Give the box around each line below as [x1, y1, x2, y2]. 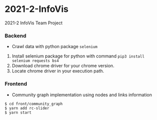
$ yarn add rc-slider [4, 106, 50, 111]
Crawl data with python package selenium [11, 44, 98, 50]
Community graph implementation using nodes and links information [11, 92, 152, 98]
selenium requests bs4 [11, 59, 59, 63]
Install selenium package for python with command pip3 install [11, 53, 145, 59]
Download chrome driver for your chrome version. [11, 63, 115, 69]
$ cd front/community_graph [4, 101, 63, 106]
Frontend [4, 80, 27, 87]
